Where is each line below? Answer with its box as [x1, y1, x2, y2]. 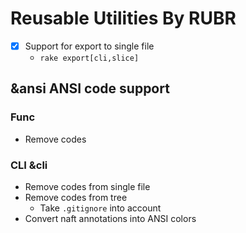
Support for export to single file [24, 40, 155, 52]
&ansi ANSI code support [10, 80, 170, 97]
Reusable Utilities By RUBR [10, 7, 237, 30]
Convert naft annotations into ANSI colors [24, 212, 197, 224]
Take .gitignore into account [39, 202, 162, 214]
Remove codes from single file [24, 180, 151, 192]
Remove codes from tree [24, 191, 128, 203]
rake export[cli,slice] [39, 53, 140, 63]
